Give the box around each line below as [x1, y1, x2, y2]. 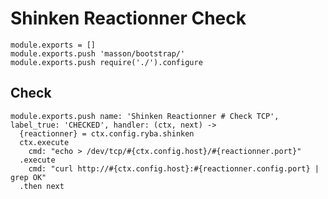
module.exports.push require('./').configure [10, 57, 203, 67]
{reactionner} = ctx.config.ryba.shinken [19, 128, 195, 139]
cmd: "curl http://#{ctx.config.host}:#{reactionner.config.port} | [28, 163, 320, 174]
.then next [19, 181, 65, 191]
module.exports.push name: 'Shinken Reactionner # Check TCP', [10, 111, 280, 121]
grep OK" [10, 172, 47, 182]
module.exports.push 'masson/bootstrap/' [10, 48, 186, 59]
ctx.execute [19, 137, 70, 147]
